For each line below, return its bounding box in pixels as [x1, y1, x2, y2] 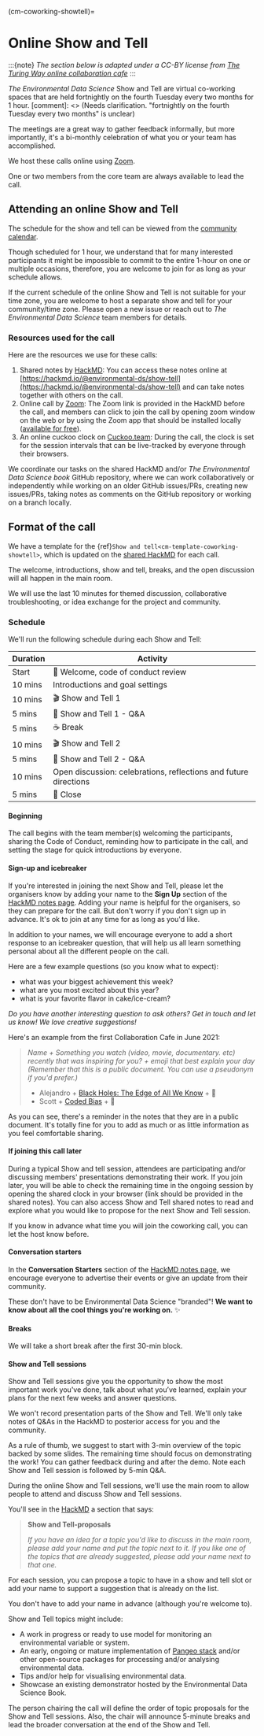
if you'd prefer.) [27, 1072, 79, 1082]
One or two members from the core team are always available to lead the [8, 171, 244, 180]
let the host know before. [8, 1229, 90, 1238]
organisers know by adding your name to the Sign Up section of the [8, 889, 228, 898]
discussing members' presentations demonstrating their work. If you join [8, 1172, 244, 1182]
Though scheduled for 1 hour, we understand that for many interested [8, 247, 233, 257]
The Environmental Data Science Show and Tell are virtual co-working [8, 83, 236, 93]
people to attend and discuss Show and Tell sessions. [8, 1490, 182, 1499]
